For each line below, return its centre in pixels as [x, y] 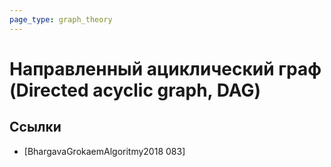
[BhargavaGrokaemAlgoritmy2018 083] [104, 151]
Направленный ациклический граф [165, 68]
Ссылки [35, 127]
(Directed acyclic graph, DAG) [135, 90]
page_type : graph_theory [61, 19]
